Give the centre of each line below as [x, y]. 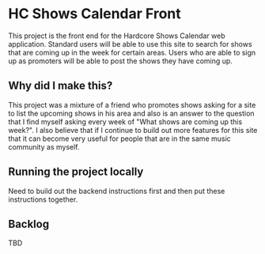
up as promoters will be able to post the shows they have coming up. [121, 61]
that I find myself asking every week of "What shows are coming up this [125, 121]
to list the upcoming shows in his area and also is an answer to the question [131, 113]
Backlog [29, 224]
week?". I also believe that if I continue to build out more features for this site [133, 130]
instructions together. [43, 199]
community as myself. [44, 146]
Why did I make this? [61, 86]
